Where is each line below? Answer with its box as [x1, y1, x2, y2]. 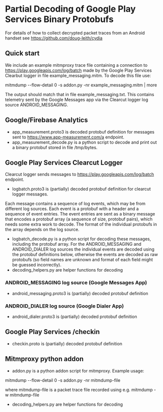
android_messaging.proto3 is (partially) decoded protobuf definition [12, 290, 148, 296]
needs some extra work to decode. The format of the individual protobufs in [5, 221, 157, 227]
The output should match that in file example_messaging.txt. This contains [5, 91, 154, 97]
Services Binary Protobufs [5, 14, 114, 25]
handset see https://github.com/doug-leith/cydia [5, 35, 103, 41]
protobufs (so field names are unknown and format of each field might [12, 257, 153, 263]
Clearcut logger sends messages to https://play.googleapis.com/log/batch [5, 172, 154, 177]
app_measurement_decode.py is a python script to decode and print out [12, 139, 157, 145]
